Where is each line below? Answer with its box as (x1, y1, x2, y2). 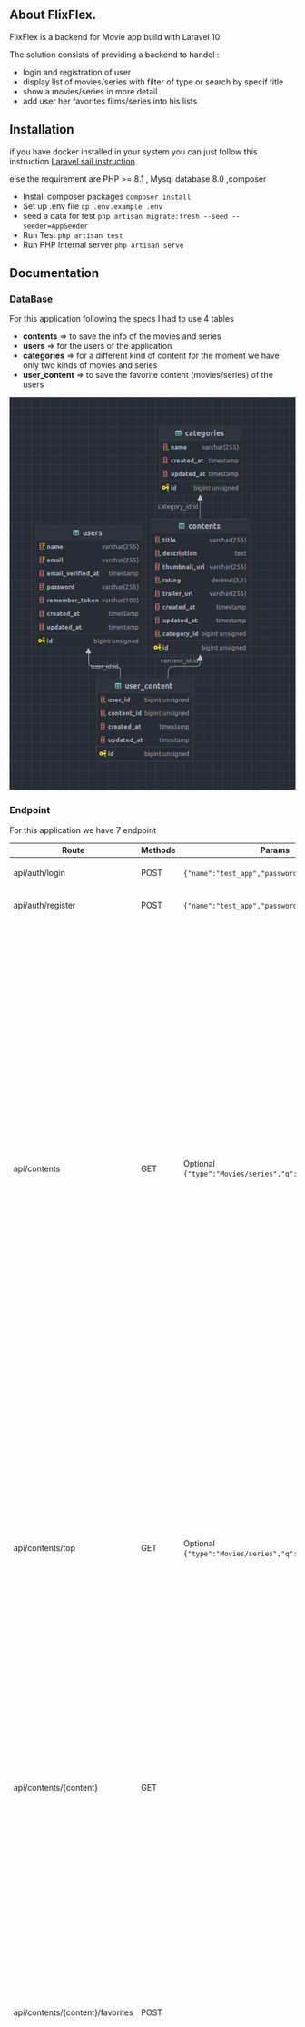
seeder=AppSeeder (22, 222, 89, 231)
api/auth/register (13, 899, 76, 910)
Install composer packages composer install (22, 191, 192, 202)
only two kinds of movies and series (22, 360, 158, 371)
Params (260, 845, 290, 856)
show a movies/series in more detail (22, 85, 158, 96)
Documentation (9, 265, 100, 281)
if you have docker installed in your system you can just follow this (9, 145, 258, 157)
